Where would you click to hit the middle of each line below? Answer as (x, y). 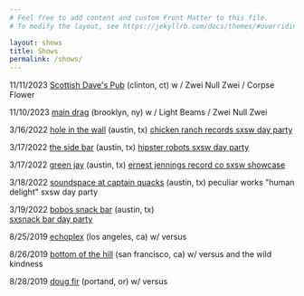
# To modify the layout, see (64, 26)
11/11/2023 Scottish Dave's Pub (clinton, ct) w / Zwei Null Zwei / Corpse (142, 85)
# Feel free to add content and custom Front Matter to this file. (139, 18)
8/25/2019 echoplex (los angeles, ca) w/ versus (98, 237)
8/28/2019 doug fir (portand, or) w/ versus (89, 282)
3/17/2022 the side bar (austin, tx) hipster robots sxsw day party (129, 148)
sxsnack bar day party (51, 219)
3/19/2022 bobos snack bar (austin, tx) (82, 210)
